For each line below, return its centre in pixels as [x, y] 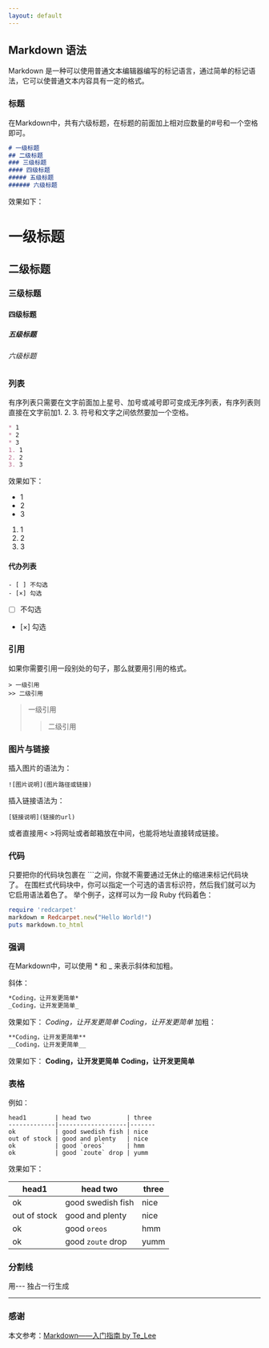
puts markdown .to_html [46, 925]
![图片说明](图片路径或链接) [50, 785]
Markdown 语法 [48, 50]
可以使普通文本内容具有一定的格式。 [89, 81]
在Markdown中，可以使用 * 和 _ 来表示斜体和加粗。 [93, 966]
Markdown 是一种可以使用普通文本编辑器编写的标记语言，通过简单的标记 [128, 71]
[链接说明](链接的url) [42, 817]
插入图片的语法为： [40, 768]
